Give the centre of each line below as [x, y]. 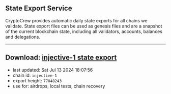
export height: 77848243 [37, 80]
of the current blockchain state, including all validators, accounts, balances [84, 31]
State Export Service [39, 8]
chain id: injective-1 [35, 75]
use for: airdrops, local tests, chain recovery [59, 86]
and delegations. [23, 37]
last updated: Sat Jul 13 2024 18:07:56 [53, 70]
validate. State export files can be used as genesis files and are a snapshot [84, 26]
